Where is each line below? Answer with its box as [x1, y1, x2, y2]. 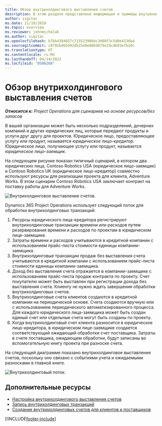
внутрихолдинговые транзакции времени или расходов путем [12, 222, 141, 228]
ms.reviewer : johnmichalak [5, 30, 59, 34]
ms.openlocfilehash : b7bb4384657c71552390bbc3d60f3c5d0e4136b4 [5, 39, 135, 44]
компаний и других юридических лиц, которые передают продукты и [5, 128, 148, 134]
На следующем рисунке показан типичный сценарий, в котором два [5, 158, 147, 164]
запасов [5, 113, 23, 119]
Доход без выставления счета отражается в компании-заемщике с [12, 268, 152, 274]
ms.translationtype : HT [5, 47, 53, 52]
